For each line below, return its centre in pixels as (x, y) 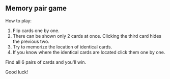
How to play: (19, 20)
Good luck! (17, 72)
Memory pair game (36, 8)
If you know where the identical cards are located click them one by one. (89, 52)
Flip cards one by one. (36, 31)
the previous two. (31, 41)
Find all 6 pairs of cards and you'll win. (46, 62)
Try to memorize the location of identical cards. (62, 47)
